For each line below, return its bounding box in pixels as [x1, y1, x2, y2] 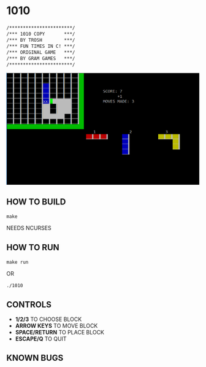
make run [6, 259, 29, 266]
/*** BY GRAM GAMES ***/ [6, 55, 75, 61]
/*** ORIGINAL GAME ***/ [6, 49, 75, 55]
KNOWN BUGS [6, 353, 64, 363]
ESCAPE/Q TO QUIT [15, 335, 67, 342]
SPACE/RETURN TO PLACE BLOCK [15, 329, 105, 336]
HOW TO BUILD [6, 197, 66, 207]
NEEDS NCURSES [6, 225, 51, 232]
